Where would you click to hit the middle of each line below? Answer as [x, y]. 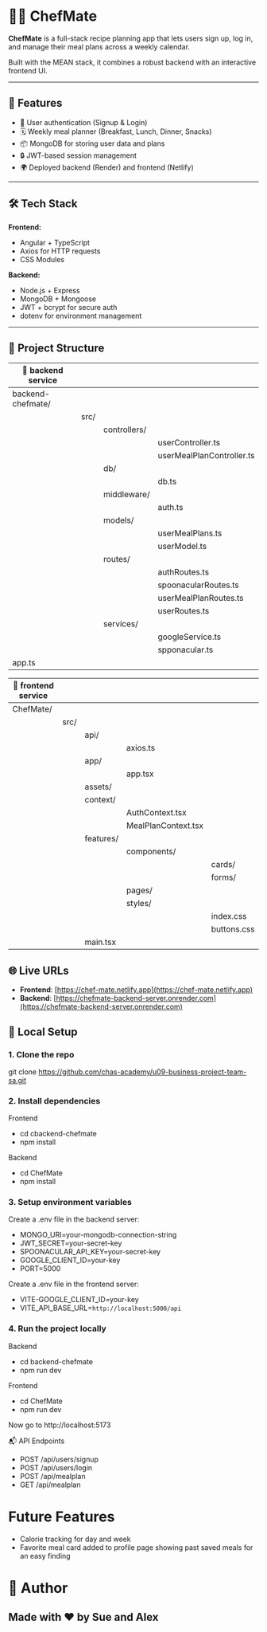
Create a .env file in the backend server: [74, 1219]
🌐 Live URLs [39, 970]
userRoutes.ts [184, 611]
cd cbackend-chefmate [58, 1134]
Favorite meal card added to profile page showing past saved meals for [136, 1547]
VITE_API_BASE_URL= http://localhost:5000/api [100, 1308]
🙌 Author [38, 1588]
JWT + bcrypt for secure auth [68, 307]
